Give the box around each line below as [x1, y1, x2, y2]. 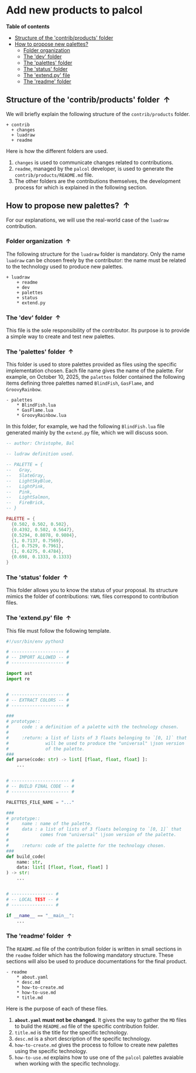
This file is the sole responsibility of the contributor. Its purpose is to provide [6, 327, 190, 334]
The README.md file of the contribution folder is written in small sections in [6, 945, 182, 952]
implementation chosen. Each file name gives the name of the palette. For [6, 367, 184, 374]
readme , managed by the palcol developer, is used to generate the [14, 165, 174, 172]
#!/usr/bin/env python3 [6, 639, 64, 644]
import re [6, 675, 30, 682]
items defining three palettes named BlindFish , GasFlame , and [6, 379, 154, 387]
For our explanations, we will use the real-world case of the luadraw [6, 216, 169, 223]
